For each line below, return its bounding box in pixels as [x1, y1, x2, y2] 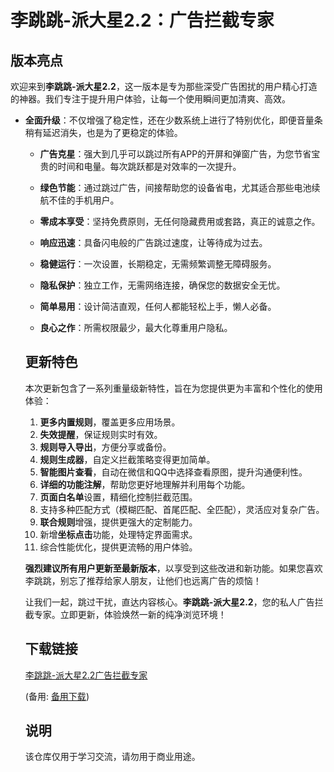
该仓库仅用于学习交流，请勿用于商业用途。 [24, 751, 201, 763]
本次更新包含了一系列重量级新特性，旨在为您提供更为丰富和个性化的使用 [24, 382, 323, 394]
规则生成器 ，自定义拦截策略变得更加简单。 [39, 453, 216, 465]
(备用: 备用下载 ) [24, 690, 90, 702]
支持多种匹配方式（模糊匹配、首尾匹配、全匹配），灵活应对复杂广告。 [39, 503, 325, 515]
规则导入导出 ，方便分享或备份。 [39, 441, 172, 453]
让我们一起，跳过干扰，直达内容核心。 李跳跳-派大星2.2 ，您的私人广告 [24, 596, 315, 608]
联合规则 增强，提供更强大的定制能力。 [39, 516, 198, 528]
